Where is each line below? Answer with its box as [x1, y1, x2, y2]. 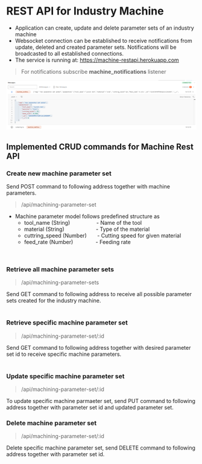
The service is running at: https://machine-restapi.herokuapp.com [14, 56, 179, 63]
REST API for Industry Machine [6, 4, 164, 18]
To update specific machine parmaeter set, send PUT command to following [6, 398, 196, 405]
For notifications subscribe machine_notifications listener [21, 68, 166, 75]
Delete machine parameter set [6, 419, 97, 427]
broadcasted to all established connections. [14, 50, 124, 57]
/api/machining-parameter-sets [21, 279, 99, 286]
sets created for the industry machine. [6, 297, 101, 304]
